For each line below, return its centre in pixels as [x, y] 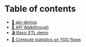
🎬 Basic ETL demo [30, 33]
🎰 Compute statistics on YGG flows [46, 39]
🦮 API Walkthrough [30, 27]
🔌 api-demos [24, 22]
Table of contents [40, 9]
